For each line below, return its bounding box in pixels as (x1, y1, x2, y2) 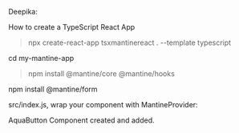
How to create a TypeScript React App (8, 22, 136, 31)
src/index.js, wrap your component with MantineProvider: (8, 100, 198, 109)
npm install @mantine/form (8, 84, 98, 94)
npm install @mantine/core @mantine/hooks (27, 69, 175, 79)
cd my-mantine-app (8, 54, 75, 62)
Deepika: (8, 7, 38, 16)
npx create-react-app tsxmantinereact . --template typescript (27, 38, 231, 47)
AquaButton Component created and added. (8, 115, 155, 125)
